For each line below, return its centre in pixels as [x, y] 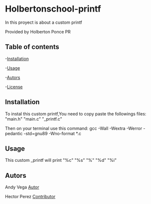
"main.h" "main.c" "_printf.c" [34, 119]
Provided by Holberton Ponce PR [38, 31]
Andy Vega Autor [22, 187]
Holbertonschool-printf [53, 9]
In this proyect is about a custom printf [44, 22]
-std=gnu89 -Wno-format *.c [52, 133]
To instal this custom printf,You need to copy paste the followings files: [76, 114]
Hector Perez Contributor [30, 197]
